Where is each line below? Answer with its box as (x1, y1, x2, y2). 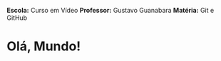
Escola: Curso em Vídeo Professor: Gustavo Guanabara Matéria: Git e (6, 6, 215, 14)
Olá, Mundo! (6, 38, 81, 55)
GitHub (6, 13, 28, 22)
